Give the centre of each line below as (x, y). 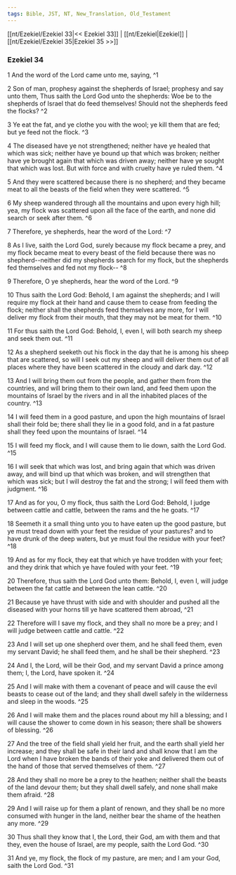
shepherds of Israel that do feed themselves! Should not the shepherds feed (118, 103)
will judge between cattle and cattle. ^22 (66, 630)
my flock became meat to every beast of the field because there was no (111, 252)
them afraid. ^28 (31, 794)
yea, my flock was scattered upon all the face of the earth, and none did (112, 210)
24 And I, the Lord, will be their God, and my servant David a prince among (116, 665)
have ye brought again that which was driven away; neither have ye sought (116, 160)
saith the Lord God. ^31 (40, 865)
